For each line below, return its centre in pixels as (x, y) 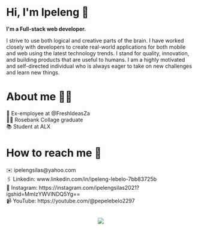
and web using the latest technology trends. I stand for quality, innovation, (98, 53)
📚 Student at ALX (28, 126)
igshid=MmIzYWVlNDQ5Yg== (43, 194)
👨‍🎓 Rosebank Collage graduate (45, 120)
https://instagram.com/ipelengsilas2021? (89, 187)
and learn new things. (33, 72)
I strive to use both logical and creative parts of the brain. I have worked (95, 40)
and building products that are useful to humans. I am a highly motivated (96, 59)
